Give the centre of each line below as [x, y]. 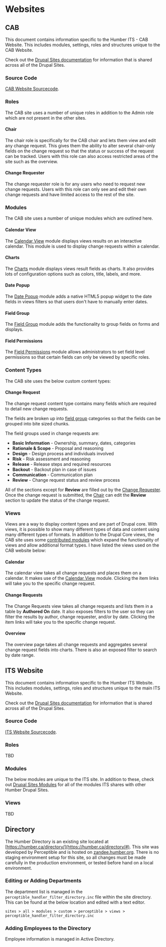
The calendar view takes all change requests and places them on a [73, 573]
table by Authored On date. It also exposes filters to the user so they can [80, 611]
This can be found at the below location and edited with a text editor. [75, 902]
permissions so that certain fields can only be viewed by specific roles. [78, 357]
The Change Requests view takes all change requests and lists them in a [79, 606]
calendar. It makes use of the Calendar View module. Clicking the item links [82, 578]
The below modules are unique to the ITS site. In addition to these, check [80, 779]
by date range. [20, 655]
